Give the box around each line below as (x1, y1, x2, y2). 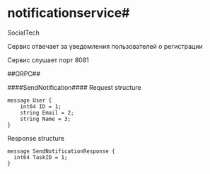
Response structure (7, 134, 65, 142)
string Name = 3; (20, 115, 71, 122)
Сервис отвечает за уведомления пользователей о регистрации (7, 42, 203, 50)
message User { (7, 97, 52, 104)
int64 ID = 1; (20, 103, 62, 110)
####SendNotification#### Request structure (7, 83, 141, 91)
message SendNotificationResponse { (7, 147, 115, 155)
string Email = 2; (20, 109, 74, 116)
